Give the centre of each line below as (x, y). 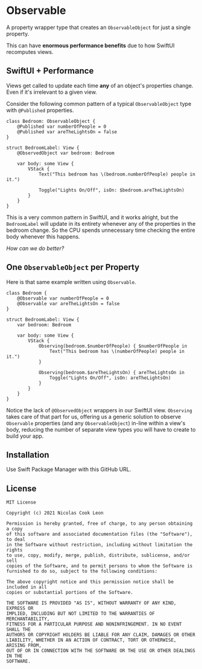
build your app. (25, 436)
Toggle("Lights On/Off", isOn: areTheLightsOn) (110, 378)
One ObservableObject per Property (73, 267)
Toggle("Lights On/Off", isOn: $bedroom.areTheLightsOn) (112, 190)
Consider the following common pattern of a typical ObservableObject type (99, 104)
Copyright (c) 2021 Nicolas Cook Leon (55, 513)
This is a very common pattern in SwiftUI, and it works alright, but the (92, 217)
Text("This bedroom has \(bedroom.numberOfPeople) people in (117, 174)
